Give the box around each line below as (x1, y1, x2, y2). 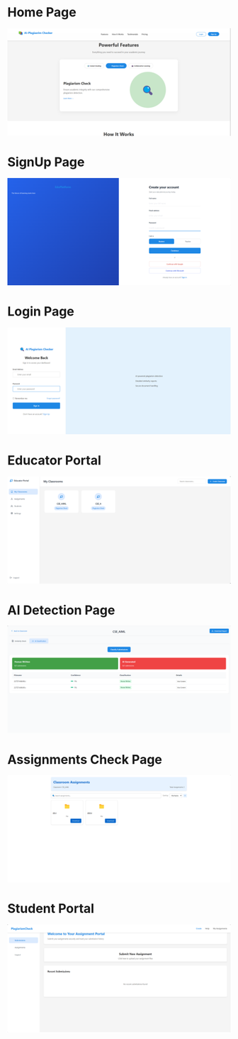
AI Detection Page (7, 602, 115, 618)
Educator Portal (7, 452, 101, 468)
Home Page (7, 4, 76, 21)
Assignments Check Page (7, 751, 163, 767)
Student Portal (7, 901, 94, 917)
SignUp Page (7, 154, 85, 170)
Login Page (7, 303, 74, 319)
